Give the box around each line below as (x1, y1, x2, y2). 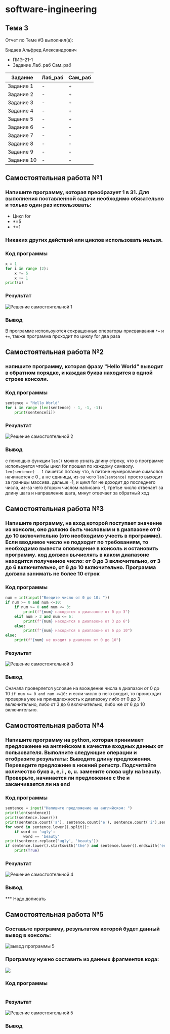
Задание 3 (8, 99, 34, 106)
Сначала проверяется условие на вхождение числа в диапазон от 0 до (5, 685, 159, 691)
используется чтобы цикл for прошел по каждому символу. (5, 463, 135, 469)
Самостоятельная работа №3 (5, 505, 104, 513)
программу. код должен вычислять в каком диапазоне (5, 551, 149, 558)
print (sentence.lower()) (5, 815, 58, 820)
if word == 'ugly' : (14, 829, 56, 834)
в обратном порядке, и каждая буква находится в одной (5, 369, 153, 376)
